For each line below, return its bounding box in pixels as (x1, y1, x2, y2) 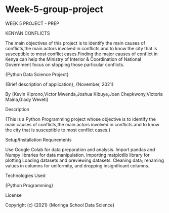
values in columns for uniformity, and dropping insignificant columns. (5, 162, 150, 168)
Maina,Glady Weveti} (5, 96, 49, 102)
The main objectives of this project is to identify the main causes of (5, 40, 146, 46)
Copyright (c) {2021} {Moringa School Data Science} (5, 202, 115, 208)
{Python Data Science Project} (5, 71, 69, 77)
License (5, 192, 22, 198)
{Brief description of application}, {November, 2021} (5, 81, 114, 87)
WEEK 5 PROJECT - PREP (5, 20, 60, 26)
